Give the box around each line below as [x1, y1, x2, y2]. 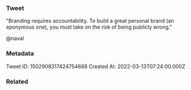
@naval [6, 35, 25, 42]
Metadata [6, 50, 34, 58]
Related [6, 77, 29, 85]
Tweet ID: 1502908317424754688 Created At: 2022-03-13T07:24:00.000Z [6, 63, 186, 70]
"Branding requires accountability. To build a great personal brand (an [6, 18, 174, 25]
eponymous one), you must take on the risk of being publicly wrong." [6, 23, 172, 30]
